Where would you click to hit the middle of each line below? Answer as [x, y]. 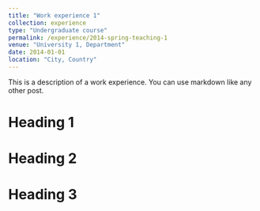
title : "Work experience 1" [55, 15]
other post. [26, 90]
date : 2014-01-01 [37, 52]
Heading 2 [43, 158]
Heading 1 [41, 122]
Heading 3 [43, 195]
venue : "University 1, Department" [67, 45]
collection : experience [47, 23]
